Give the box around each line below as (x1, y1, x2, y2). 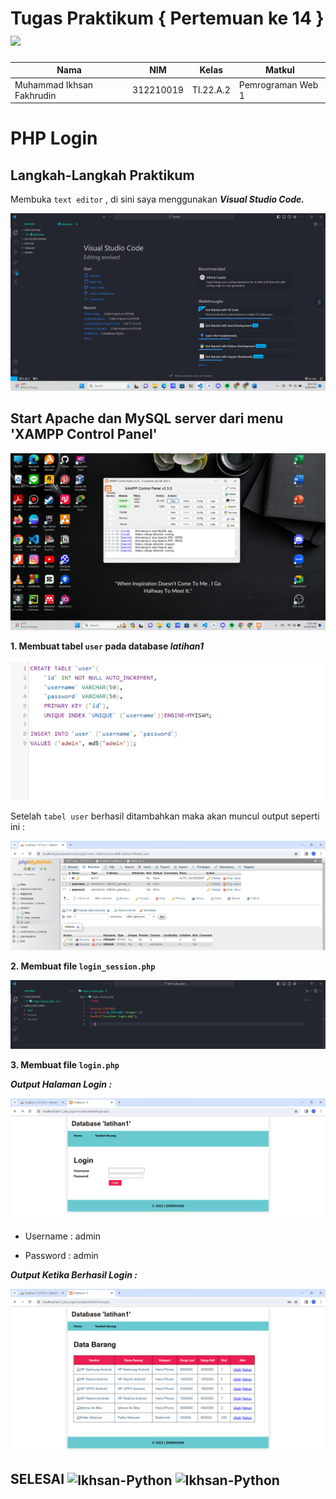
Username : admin (24, 1230, 102, 1242)
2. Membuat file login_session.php (10, 960, 156, 972)
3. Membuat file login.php (10, 1058, 120, 1071)
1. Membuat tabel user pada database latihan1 (10, 640, 204, 652)
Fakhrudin (14, 89, 57, 101)
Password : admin (24, 1249, 99, 1261)
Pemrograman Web (238, 78, 319, 91)
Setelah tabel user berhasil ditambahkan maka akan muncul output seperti (10, 810, 320, 822)
